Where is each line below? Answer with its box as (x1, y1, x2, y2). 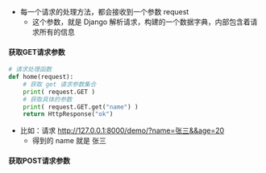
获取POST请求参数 (8, 155, 71, 165)
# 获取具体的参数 (23, 95, 73, 103)
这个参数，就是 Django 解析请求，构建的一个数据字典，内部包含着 (31, 17, 251, 27)
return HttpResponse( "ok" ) (23, 110, 114, 118)
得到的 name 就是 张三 (31, 136, 106, 146)
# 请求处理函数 (8, 65, 52, 74)
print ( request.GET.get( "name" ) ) (23, 103, 139, 111)
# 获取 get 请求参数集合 (23, 80, 97, 89)
